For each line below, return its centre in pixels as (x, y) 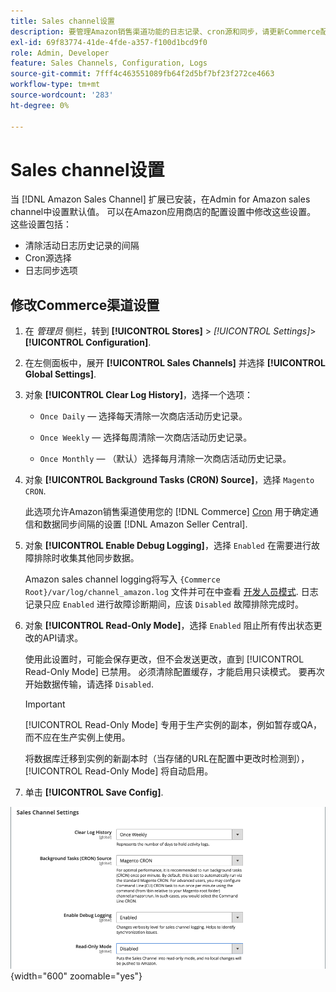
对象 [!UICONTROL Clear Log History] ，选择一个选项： (139, 395)
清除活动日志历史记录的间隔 (82, 246)
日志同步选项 (51, 271)
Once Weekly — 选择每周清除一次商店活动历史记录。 (146, 437)
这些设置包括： (41, 224)
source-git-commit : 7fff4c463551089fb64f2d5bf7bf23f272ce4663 (142, 74)
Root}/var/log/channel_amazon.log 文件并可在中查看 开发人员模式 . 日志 (171, 592)
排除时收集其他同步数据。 (86, 558)
